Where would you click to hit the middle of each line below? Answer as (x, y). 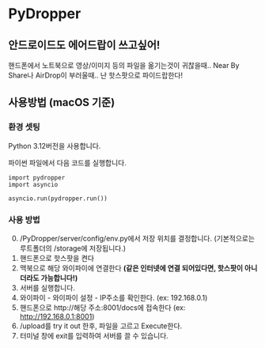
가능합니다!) (59, 278)
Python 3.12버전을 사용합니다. (55, 146)
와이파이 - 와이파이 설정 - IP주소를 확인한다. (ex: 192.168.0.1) (114, 297)
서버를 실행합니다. (47, 287)
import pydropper (37, 178)
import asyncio (33, 184)
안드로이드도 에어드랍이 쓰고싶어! (84, 45)
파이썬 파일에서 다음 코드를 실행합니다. (67, 162)
